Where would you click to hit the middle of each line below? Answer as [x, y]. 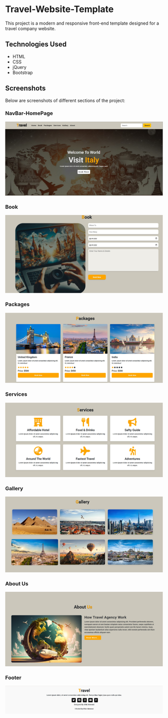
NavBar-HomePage [29, 113]
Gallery [14, 488]
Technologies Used [36, 44]
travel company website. [30, 28]
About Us [17, 584]
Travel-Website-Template [59, 9]
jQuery [19, 67]
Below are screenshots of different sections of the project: [65, 100]
